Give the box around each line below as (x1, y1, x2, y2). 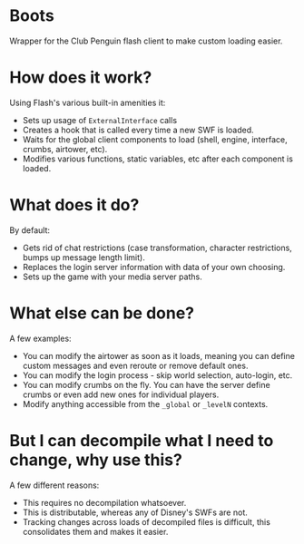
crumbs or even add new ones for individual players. (22, 389, 220, 400)
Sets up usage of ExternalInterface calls (22, 114, 178, 125)
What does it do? (9, 195, 140, 216)
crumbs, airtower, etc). (22, 143, 108, 154)
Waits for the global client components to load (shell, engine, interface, (22, 133, 288, 145)
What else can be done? (9, 303, 195, 323)
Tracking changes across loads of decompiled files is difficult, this (22, 516, 270, 527)
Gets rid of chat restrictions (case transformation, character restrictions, (22, 242, 292, 253)
